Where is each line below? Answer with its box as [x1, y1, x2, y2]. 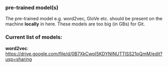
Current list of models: [5, 33, 62, 41]
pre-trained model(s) [5, 4, 59, 11]
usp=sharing [5, 56, 32, 62]
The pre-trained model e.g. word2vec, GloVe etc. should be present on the [5, 16, 163, 22]
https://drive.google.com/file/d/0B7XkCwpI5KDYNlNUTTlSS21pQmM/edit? [5, 50, 163, 57]
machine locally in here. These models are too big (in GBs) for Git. [5, 21, 145, 27]
